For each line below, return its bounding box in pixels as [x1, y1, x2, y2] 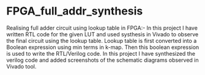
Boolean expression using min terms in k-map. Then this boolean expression [6, 44, 199, 51]
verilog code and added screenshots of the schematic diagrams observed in [6, 56, 199, 64]
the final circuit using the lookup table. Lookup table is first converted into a [6, 37, 197, 44]
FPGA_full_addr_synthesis [6, 4, 143, 18]
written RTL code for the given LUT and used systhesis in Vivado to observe [6, 30, 199, 37]
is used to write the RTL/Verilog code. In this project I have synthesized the [6, 50, 196, 57]
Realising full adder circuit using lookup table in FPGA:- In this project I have [6, 24, 198, 31]
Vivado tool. [6, 62, 37, 70]
